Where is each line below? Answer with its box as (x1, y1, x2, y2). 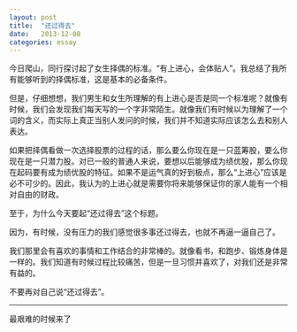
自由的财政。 (16, 189, 64, 200)
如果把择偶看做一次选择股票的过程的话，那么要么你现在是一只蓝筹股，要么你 (9, 145, 288, 156)
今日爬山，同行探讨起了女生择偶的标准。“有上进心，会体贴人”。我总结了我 (9, 63, 280, 73)
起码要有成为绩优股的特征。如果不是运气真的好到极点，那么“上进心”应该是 (16, 167, 287, 178)
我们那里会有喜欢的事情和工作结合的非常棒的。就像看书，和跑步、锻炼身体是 (9, 245, 288, 257)
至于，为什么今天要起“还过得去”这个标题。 (9, 208, 164, 219)
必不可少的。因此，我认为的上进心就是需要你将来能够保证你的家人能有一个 (9, 178, 280, 189)
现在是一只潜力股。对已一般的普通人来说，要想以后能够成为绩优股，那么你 (9, 156, 280, 166)
